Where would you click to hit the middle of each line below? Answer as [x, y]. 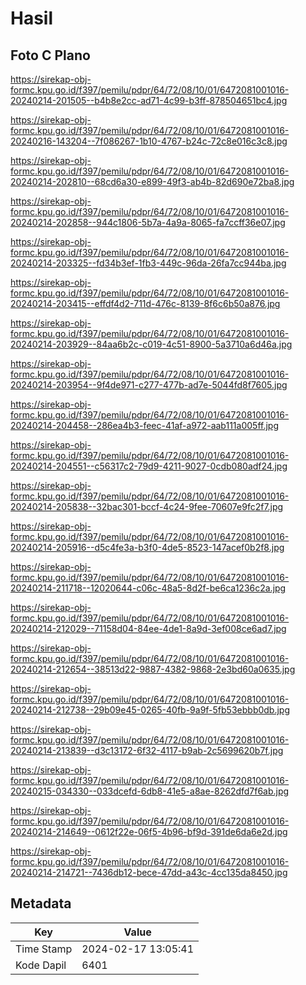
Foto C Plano [50, 55]
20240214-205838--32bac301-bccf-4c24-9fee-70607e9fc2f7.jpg [147, 506]
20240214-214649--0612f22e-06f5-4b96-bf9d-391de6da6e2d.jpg [149, 831]
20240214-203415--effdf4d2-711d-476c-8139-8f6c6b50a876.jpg [145, 303]
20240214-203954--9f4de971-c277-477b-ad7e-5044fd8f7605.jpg [149, 385]
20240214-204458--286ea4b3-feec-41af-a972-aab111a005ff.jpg [144, 425]
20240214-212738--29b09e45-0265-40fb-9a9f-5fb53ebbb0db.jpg [150, 710]
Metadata [41, 903]
